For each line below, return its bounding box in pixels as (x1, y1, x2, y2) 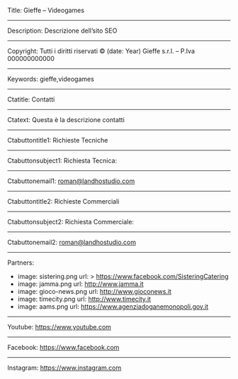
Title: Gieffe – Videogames (7, 6, 85, 14)
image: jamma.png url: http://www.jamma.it (17, 280, 144, 288)
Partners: (7, 258, 34, 267)
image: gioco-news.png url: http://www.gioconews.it (17, 287, 172, 295)
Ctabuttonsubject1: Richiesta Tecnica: (7, 156, 118, 165)
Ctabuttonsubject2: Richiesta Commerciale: (7, 218, 135, 226)
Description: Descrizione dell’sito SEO (7, 26, 118, 35)
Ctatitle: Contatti (7, 95, 55, 104)
